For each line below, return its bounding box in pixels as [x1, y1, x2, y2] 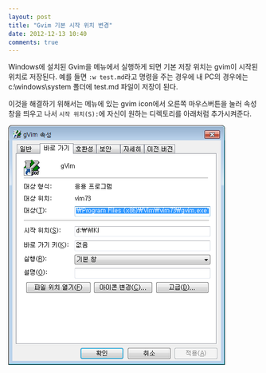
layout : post [8, 13, 52, 21]
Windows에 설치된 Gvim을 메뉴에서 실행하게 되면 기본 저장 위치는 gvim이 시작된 [8, 62, 259, 72]
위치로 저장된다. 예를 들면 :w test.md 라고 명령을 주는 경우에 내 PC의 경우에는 [8, 72, 248, 81]
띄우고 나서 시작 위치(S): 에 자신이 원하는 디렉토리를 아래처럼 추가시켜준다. [22, 109, 252, 119]
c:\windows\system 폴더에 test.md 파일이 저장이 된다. [8, 82, 178, 92]
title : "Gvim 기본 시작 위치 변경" [8, 21, 113, 30]
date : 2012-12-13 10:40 [8, 30, 88, 38]
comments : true [8, 38, 59, 46]
